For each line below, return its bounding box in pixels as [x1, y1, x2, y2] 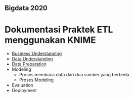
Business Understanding [11, 50, 62, 56]
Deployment [11, 88, 37, 94]
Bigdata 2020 [4, 4, 48, 12]
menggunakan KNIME [4, 34, 96, 46]
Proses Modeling [19, 77, 54, 83]
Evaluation [11, 82, 34, 88]
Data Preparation [11, 61, 46, 67]
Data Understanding [11, 56, 53, 62]
